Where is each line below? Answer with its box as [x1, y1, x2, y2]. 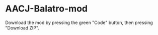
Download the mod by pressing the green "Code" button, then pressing [5, 19, 153, 25]
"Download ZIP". [5, 24, 39, 30]
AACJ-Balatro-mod [5, 3, 88, 14]
